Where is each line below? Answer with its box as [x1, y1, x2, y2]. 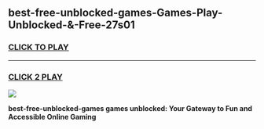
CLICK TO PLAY [8, 42, 69, 53]
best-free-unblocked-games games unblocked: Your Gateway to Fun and [8, 103, 253, 113]
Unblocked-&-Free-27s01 [8, 19, 135, 32]
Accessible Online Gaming [8, 112, 97, 121]
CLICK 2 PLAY [8, 71, 63, 82]
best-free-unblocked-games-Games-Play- [8, 6, 223, 20]
